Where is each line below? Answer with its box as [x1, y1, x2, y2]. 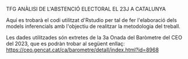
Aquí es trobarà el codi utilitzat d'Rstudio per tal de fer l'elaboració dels [6, 17, 177, 23]
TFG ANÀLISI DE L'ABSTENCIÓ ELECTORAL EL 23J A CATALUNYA [6, 6, 166, 12]
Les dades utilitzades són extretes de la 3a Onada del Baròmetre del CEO [6, 34, 183, 40]
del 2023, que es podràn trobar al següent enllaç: [6, 40, 126, 47]
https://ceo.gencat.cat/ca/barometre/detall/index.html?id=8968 [6, 46, 159, 53]
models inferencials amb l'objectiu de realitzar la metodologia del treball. [6, 23, 181, 30]
